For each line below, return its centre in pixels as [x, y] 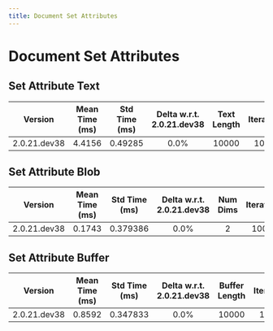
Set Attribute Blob [54, 172]
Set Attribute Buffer [59, 257]
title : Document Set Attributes [63, 16]
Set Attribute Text [54, 86]
